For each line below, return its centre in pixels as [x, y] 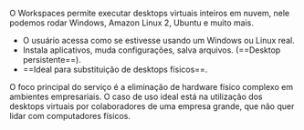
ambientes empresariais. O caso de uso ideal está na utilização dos [136, 96]
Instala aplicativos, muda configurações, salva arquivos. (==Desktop [152, 50]
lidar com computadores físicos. [70, 116]
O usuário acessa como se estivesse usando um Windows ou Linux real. [158, 40]
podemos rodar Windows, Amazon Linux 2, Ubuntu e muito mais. [131, 23]
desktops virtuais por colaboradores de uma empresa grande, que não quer [152, 106]
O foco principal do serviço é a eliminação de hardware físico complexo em [152, 87]
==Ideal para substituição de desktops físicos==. [115, 69]
